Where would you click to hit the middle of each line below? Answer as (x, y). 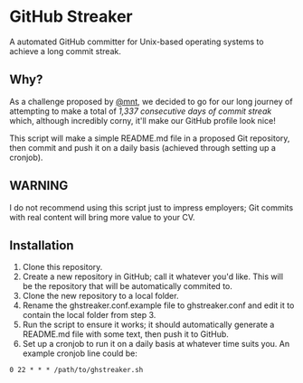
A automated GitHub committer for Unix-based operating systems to (137, 42)
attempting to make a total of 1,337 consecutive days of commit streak (141, 111)
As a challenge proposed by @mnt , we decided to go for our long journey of (151, 101)
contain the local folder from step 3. (89, 315)
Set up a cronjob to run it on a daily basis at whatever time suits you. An (156, 344)
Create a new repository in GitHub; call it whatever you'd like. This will (152, 276)
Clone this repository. (62, 267)
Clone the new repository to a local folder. (100, 296)
